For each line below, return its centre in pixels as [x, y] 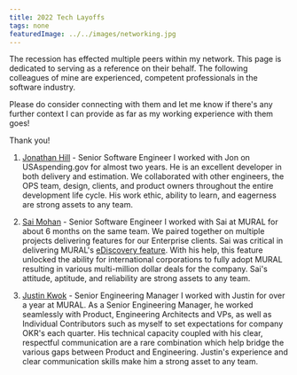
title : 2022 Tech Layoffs [57, 17]
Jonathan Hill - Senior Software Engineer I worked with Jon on [136, 158]
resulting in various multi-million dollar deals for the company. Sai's [145, 269]
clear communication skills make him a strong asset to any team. [140, 362]
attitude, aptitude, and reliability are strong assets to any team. [136, 278]
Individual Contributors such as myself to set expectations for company [152, 324]
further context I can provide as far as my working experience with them [141, 114]
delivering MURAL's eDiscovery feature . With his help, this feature [142, 250]
